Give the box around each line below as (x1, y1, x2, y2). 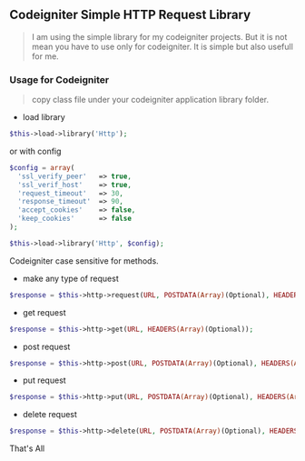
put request (22, 375, 66, 386)
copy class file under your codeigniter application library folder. (31, 95, 270, 105)
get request (22, 306, 66, 317)
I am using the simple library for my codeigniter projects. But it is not (31, 31, 288, 42)
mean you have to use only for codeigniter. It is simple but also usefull (31, 41, 293, 52)
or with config (9, 145, 62, 156)
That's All (9, 443, 45, 454)
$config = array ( (9, 163, 75, 172)
